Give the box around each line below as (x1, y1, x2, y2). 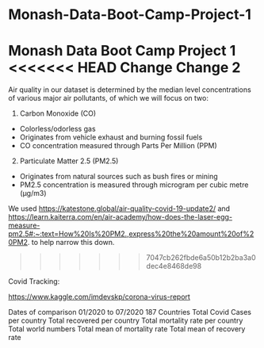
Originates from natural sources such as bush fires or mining (19, 172, 218, 182)
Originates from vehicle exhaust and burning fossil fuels (19, 132, 203, 142)
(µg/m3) (19, 189, 47, 198)
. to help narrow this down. (27, 238, 115, 247)
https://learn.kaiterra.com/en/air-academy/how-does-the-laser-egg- (8, 212, 232, 222)
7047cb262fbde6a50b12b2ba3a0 (146, 253, 256, 262)
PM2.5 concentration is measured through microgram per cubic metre (19, 180, 249, 189)
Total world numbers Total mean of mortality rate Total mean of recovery (8, 324, 246, 334)
